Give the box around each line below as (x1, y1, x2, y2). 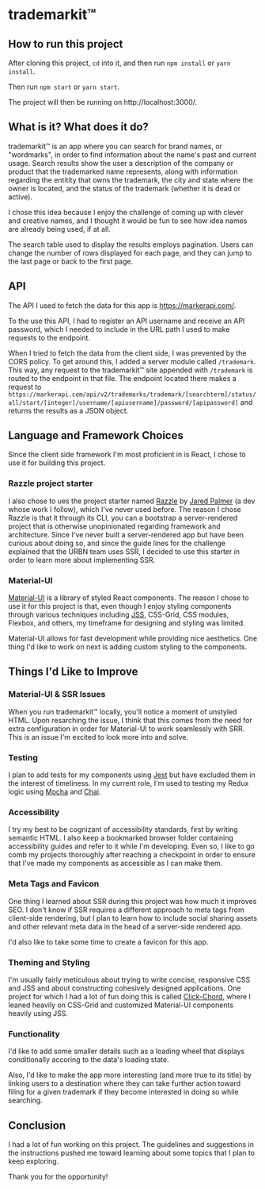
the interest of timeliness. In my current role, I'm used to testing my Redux (8, 779, 249, 788)
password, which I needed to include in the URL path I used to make (8, 324, 230, 334)
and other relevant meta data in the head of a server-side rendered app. (8, 922, 243, 931)
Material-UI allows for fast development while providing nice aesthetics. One (8, 633, 258, 644)
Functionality (8, 1028, 61, 1039)
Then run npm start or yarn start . (8, 82, 120, 91)
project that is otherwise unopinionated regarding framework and (8, 521, 221, 531)
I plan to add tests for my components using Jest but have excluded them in (8, 770, 256, 779)
